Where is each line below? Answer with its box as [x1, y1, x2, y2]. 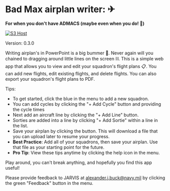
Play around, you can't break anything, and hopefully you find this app [5, 159, 152, 166]
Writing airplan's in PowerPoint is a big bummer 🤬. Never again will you [5, 50, 154, 56]
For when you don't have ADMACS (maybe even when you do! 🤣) [5, 20, 145, 26]
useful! [5, 165, 20, 171]
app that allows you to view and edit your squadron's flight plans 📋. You [5, 63, 157, 69]
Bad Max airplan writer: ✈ [5, 4, 115, 15]
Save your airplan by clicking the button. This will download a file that [12, 128, 158, 134]
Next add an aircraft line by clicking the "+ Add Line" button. [12, 112, 139, 118]
